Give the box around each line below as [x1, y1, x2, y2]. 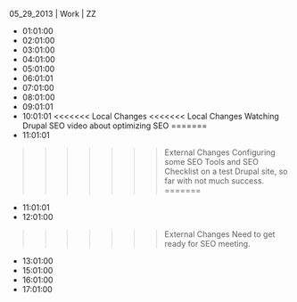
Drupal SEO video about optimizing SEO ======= [21, 120, 208, 131]
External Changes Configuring [164, 147, 276, 158]
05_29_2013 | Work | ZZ [9, 9, 96, 19]
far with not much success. [164, 175, 265, 186]
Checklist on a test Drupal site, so [164, 166, 288, 176]
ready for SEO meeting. [164, 239, 252, 249]
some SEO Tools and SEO [164, 157, 259, 167]
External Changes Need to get [164, 229, 276, 240]
